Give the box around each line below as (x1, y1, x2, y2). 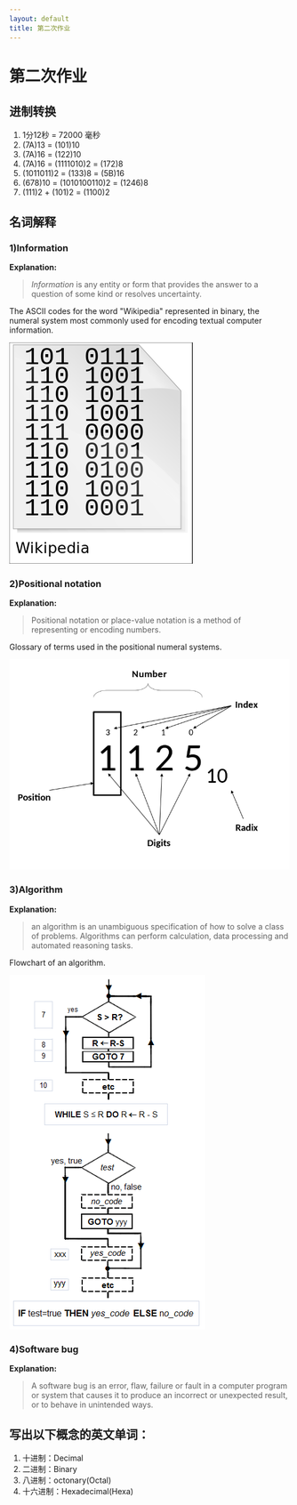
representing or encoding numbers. (30, 624, 162, 635)
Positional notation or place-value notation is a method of (30, 615, 242, 626)
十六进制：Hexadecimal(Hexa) (21, 1485, 134, 1496)
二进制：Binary (21, 1463, 77, 1474)
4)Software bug (9, 1343, 79, 1356)
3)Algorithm (9, 883, 64, 896)
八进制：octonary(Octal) (21, 1475, 112, 1485)
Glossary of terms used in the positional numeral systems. (9, 641, 222, 653)
